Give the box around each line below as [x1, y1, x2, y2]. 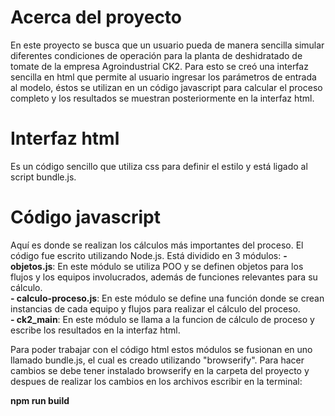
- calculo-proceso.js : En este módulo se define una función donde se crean [10, 292, 325, 304]
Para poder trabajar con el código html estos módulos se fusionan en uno [10, 343, 313, 355]
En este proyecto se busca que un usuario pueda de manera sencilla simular [10, 39, 325, 51]
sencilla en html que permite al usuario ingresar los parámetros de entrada [10, 71, 317, 83]
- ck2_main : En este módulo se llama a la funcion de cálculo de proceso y [10, 313, 315, 325]
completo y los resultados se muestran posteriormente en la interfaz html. [10, 92, 315, 104]
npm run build [10, 394, 70, 406]
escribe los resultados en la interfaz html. [10, 324, 181, 336]
